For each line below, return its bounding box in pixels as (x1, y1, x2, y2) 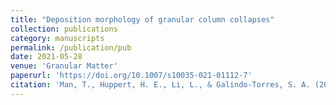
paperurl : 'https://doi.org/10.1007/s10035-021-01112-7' (10, 71, 253, 81)
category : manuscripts (10, 33, 105, 43)
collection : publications (10, 24, 118, 34)
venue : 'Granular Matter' (10, 61, 118, 71)
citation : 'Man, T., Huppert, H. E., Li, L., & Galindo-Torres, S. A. (10, 80, 311, 90)
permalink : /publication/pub (10, 42, 132, 53)
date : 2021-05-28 (10, 52, 83, 62)
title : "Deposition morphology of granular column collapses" (10, 14, 275, 25)
